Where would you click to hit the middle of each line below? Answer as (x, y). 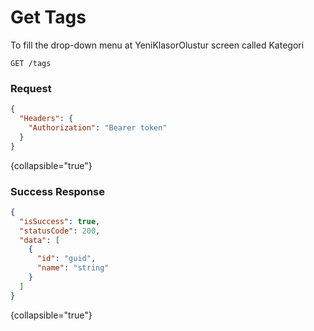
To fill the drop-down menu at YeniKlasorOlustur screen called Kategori (157, 45)
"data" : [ (39, 240)
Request (31, 88)
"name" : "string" (73, 268)
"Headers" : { (46, 119)
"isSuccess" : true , (60, 221)
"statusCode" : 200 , (60, 231)
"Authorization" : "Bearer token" (98, 127)
